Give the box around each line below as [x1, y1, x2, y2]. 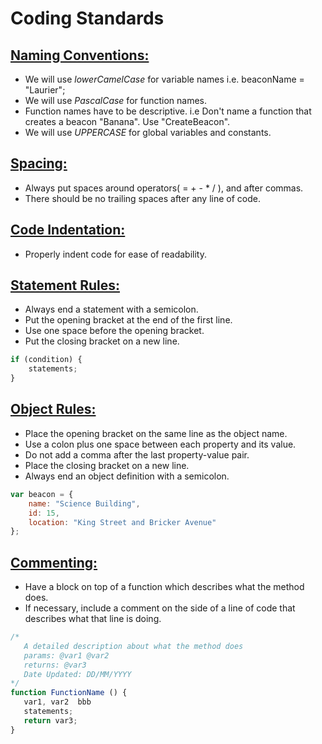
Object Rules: [10, 401, 97, 418]
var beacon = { [10, 489, 74, 499]
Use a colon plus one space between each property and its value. [24, 438, 297, 450]
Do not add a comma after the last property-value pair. [24, 448, 250, 461]
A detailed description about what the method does [23, 641, 244, 651]
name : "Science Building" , [28, 498, 141, 509]
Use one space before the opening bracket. [24, 325, 205, 337]
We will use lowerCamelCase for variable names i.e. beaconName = [24, 73, 305, 85]
